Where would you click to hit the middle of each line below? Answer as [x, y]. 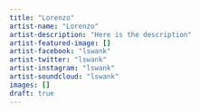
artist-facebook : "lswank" [60, 51]
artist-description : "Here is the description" [101, 34]
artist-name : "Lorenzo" [54, 26]
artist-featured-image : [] [60, 43]
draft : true [32, 93]
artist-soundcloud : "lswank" [64, 77]
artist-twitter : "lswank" [58, 60]
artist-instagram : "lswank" [62, 69]
